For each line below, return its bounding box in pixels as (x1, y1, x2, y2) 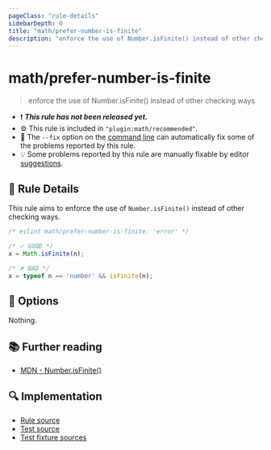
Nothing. (8, 316, 38, 326)
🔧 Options (8, 294, 59, 308)
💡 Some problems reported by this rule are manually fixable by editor (19, 149, 250, 159)
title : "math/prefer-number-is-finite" (8, 27, 143, 35)
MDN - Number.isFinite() (19, 365, 102, 375)
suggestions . (19, 158, 64, 168)
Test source (19, 423, 60, 433)
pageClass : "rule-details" (8, 11, 99, 20)
